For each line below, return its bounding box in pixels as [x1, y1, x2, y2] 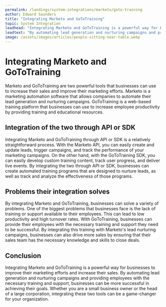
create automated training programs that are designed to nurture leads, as [5, 168, 156, 174]
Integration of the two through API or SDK [5, 123, 136, 132]
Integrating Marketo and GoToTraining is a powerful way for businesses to [5, 265, 156, 270]
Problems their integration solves [5, 188, 110, 196]
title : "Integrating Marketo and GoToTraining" [5, 16, 105, 21]
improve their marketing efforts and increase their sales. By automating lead [5, 270, 160, 276]
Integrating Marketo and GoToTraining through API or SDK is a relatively [5, 136, 151, 142]
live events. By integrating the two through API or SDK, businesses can [5, 162, 149, 168]
